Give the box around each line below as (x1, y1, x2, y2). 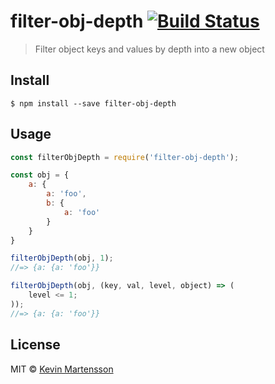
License (10, 336, 61, 354)
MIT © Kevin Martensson (10, 363, 114, 375)
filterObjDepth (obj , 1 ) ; (10, 253, 114, 264)
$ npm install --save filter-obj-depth (10, 98, 177, 109)
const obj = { (10, 170, 70, 180)
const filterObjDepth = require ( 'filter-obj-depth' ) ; (10, 152, 240, 162)
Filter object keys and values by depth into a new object (34, 43, 265, 55)
